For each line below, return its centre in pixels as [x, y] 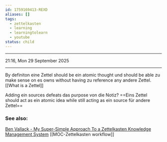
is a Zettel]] [32, 85]
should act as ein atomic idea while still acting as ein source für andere [78, 100]
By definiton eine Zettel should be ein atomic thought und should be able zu [83, 75]
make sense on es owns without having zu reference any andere [71, 80]
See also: [17, 118]
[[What [12, 85]
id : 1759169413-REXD [27, 10]
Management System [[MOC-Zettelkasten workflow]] [60, 135]
